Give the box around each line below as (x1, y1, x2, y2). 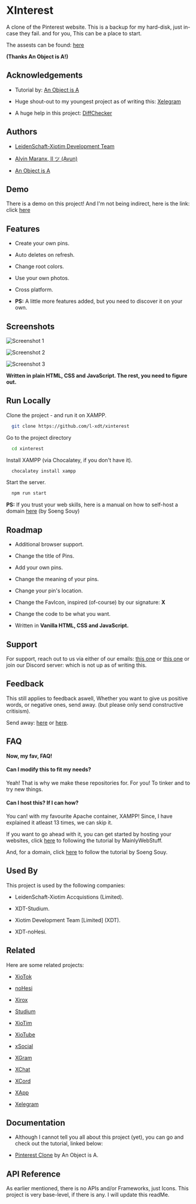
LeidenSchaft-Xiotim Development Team (14, 142, 115, 150)
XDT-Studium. (14, 905, 50, 912)
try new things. (6, 785, 43, 793)
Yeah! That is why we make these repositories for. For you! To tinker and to (6, 779, 190, 786)
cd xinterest (11, 445, 44, 452)
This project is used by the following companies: (6, 881, 125, 889)
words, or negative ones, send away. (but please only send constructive (6, 701, 183, 708)
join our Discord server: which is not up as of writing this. (6, 661, 147, 668)
